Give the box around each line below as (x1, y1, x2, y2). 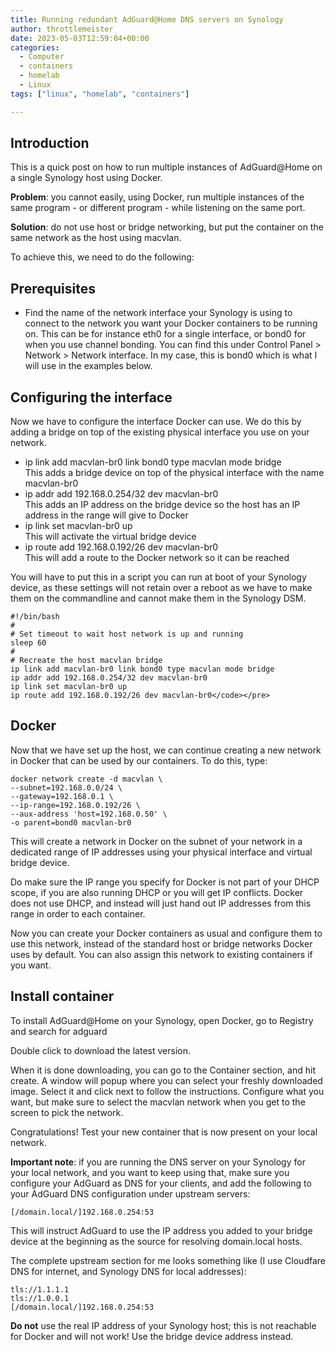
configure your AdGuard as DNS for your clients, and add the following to (10, 1177, 312, 1189)
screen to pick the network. (10, 1106, 124, 1118)
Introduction (10, 135, 90, 152)
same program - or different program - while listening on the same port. (10, 202, 306, 214)
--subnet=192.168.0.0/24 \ (10, 782, 123, 793)
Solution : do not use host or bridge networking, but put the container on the (10, 221, 324, 233)
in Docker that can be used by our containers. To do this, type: (10, 754, 268, 766)
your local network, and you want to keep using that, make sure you (10, 1166, 290, 1178)
